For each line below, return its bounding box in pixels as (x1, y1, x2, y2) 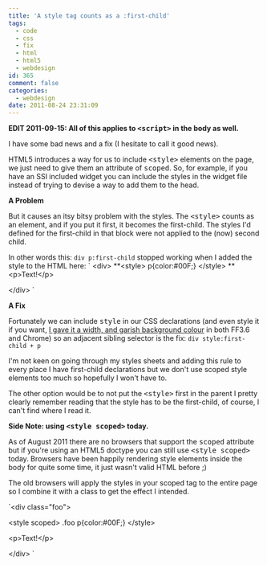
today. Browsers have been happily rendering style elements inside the (8, 454, 243, 464)
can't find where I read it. (8, 406, 91, 416)
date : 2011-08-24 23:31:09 (8, 101, 99, 109)
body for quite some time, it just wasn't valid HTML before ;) (8, 463, 207, 473)
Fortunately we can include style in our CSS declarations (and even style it (8, 317, 259, 326)
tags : (8, 19, 26, 27)
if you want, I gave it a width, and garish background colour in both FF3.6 (8, 325, 250, 334)
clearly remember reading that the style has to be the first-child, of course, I (8, 397, 260, 407)
